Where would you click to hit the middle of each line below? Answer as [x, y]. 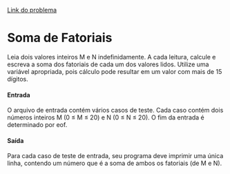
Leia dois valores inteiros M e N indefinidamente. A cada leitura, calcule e [112, 57]
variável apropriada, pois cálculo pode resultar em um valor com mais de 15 [115, 71]
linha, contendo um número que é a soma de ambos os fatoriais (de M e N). [115, 163]
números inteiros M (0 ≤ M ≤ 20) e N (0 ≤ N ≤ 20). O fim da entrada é [106, 117]
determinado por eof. [37, 125]
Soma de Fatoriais [60, 38]
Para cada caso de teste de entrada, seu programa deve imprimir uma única [115, 156]
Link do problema [32, 10]
